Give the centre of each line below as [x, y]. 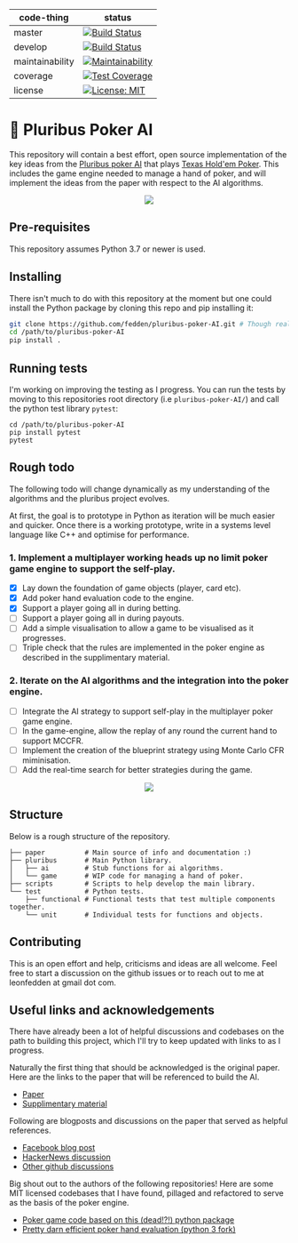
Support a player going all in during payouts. [103, 618]
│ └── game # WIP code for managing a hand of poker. [126, 876]
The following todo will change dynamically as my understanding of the [140, 489]
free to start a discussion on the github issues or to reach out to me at [137, 973]
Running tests [49, 368]
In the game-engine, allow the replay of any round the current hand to [149, 730]
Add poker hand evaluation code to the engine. [108, 598]
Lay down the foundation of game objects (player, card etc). [131, 588]
